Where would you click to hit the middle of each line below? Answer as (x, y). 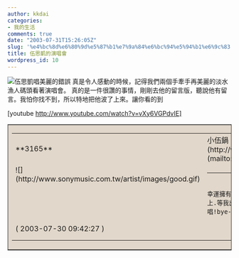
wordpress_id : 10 (33, 60)
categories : (25, 21)
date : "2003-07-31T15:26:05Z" (52, 41)
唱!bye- (219, 211)
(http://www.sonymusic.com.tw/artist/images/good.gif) (108, 178)
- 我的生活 (21, 27)
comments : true (30, 34)
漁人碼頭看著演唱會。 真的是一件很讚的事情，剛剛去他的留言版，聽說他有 (114, 90)
